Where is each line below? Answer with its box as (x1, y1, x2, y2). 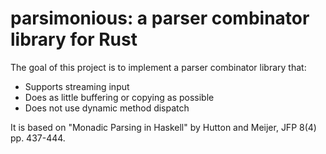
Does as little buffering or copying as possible (24, 91, 215, 103)
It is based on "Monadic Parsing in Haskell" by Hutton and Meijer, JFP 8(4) (10, 121, 317, 133)
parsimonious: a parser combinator (10, 7, 310, 30)
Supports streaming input (24, 80, 130, 92)
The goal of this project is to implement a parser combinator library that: (10, 61, 307, 73)
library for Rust (10, 28, 138, 51)
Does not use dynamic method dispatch (24, 102, 190, 114)
